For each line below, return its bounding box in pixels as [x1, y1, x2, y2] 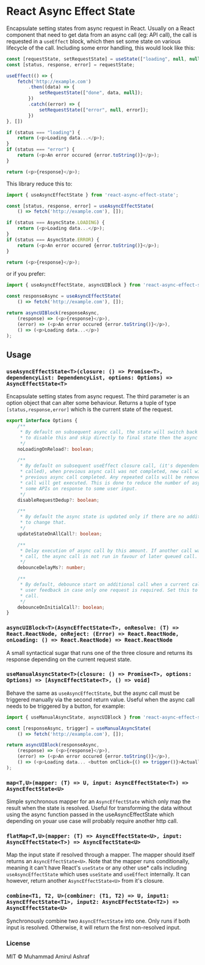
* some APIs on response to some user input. [20, 485, 138, 491]
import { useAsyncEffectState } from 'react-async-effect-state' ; [6, 192, 179, 198]
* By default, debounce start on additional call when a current [20, 581, 190, 588]
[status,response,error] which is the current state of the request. [6, 406, 173, 413]
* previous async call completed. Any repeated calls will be [20, 474, 182, 480]
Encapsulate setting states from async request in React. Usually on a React [6, 25, 195, 32]
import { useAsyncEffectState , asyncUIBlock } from [6, 282, 140, 289]
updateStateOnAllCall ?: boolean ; [17, 531, 103, 537]
